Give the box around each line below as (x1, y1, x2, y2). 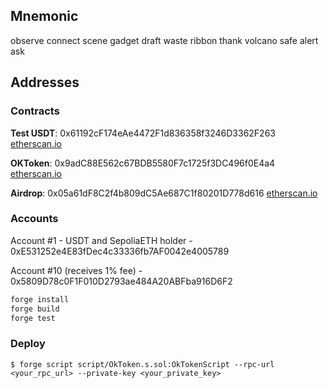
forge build (10, 304, 60, 314)
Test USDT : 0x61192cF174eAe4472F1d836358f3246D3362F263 (10, 127, 276, 139)
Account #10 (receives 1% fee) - (10, 264, 143, 276)
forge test (10, 313, 56, 323)
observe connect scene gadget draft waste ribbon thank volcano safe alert (10, 34, 319, 46)
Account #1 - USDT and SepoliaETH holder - (10, 234, 193, 246)
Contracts (10, 104, 60, 118)
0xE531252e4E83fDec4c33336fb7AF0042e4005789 (10, 245, 230, 257)
